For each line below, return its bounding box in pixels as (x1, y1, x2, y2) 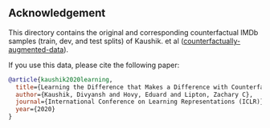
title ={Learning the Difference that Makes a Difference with (15, 83, 228, 91)
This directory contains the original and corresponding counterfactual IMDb (8, 27, 259, 37)
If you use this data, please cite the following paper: (8, 60, 180, 70)
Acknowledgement (8, 6, 106, 20)
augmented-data (8, 44, 64, 54)
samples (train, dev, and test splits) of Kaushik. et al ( (8, 36, 184, 46)
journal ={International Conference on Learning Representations (15, 98, 235, 106)
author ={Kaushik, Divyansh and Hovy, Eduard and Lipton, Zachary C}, (15, 90, 253, 98)
